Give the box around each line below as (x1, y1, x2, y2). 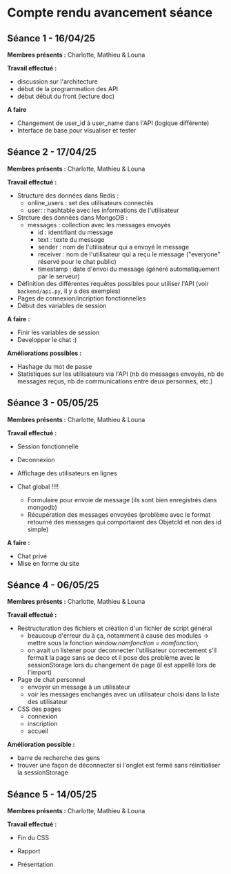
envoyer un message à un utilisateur (27, 683, 131, 692)
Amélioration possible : (7, 741, 75, 749)
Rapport (17, 847, 41, 855)
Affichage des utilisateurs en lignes (17, 468, 117, 477)
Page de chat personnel (17, 676, 86, 684)
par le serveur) (37, 272, 81, 281)
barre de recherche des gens (17, 754, 101, 762)
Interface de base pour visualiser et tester (17, 126, 137, 134)
